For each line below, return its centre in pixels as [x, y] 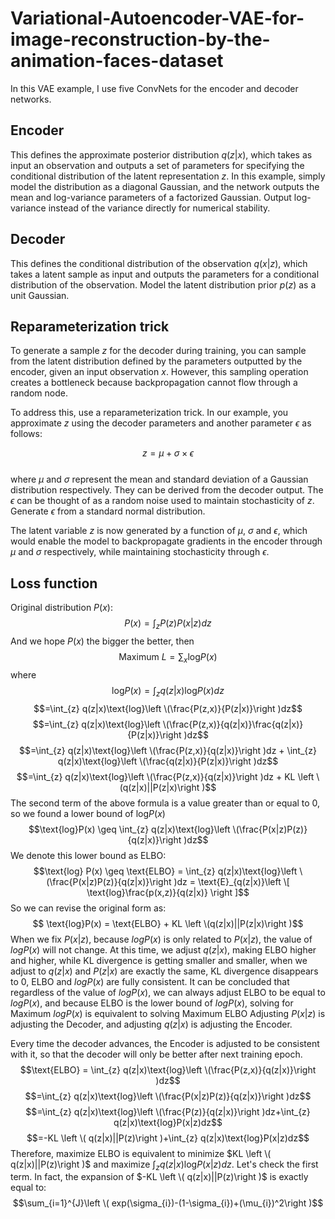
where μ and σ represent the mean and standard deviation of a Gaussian [159, 479]
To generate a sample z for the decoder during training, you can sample [158, 351]
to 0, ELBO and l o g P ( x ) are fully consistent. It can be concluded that [150, 981]
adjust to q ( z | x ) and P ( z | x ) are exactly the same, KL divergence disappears [164, 971]
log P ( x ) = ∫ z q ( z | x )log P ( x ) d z [168, 691]
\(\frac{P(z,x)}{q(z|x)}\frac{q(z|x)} [233, 724]
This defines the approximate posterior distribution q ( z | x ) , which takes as [161, 154]
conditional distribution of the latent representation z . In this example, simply [168, 176]
